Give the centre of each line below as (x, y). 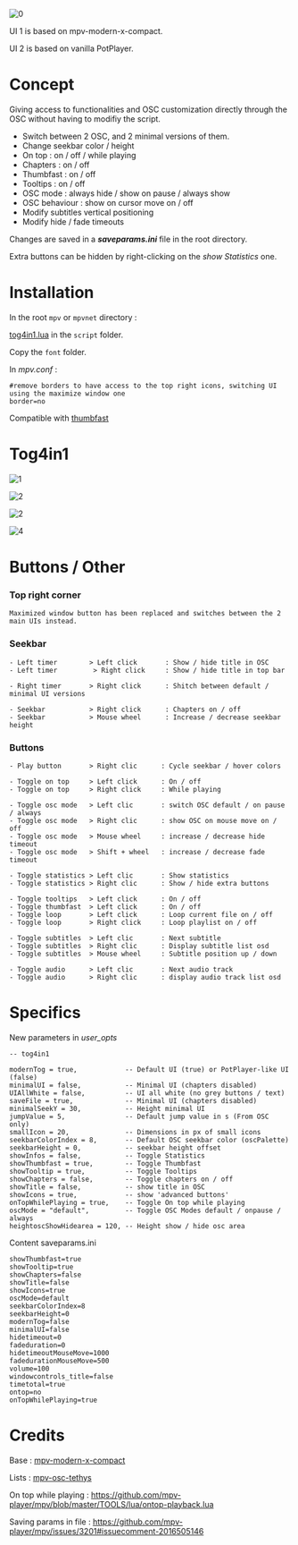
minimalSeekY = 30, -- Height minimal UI (107, 1108)
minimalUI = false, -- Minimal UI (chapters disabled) (133, 1085)
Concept (42, 85)
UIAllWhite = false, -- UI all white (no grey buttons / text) (147, 1093)
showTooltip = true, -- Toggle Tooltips (103, 1171)
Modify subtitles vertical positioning (88, 212)
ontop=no (25, 1392)
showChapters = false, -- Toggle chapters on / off (121, 1179)
